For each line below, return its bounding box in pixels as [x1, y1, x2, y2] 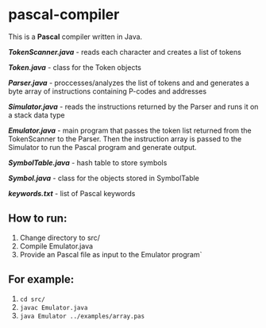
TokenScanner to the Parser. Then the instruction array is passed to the [8, 133, 242, 144]
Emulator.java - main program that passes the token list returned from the [8, 125, 252, 135]
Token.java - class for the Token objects [8, 62, 141, 72]
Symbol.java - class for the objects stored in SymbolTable [8, 173, 200, 183]
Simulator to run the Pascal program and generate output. [8, 142, 197, 152]
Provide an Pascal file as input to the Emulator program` [19, 249, 202, 259]
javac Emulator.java [19, 303, 88, 311]
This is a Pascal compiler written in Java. [8, 32, 143, 41]
